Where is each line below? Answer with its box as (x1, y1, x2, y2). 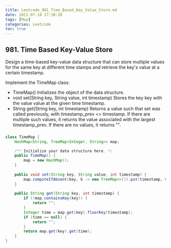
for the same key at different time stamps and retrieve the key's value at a (5, 64, 160, 70)
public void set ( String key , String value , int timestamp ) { (14, 172, 147, 177)
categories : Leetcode (5, 21, 51, 27)
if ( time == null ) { (23, 214, 67, 219)
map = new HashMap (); (23, 158, 70, 163)
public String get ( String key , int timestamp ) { (14, 191, 120, 196)
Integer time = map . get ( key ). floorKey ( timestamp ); (23, 210, 133, 215)
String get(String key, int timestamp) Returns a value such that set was (12, 105, 161, 112)
